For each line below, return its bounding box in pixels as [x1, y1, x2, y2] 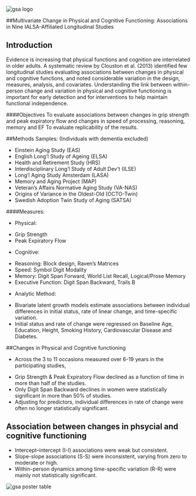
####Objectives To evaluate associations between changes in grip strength [6, 111, 190, 118]
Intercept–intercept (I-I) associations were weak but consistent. [14, 447, 168, 454]
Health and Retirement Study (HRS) [14, 159, 101, 166]
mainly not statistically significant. [14, 471, 97, 478]
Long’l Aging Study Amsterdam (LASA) [14, 171, 109, 178]
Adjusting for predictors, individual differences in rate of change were [14, 398, 184, 405]
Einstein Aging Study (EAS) [14, 146, 81, 153]
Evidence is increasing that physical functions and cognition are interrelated [6, 56, 190, 63]
